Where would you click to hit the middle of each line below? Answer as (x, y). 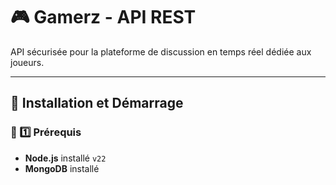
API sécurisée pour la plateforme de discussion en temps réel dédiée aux (161, 51)
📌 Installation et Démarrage (97, 103)
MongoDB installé (62, 168)
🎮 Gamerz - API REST (103, 17)
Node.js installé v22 (65, 158)
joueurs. (27, 62)
